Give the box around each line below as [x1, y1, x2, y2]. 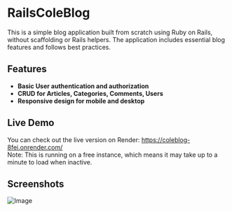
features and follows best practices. [7, 43, 111, 51]
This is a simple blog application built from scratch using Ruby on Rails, [7, 28, 213, 36]
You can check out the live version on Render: [7, 135, 140, 144]
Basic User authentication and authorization [17, 82, 149, 90]
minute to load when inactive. [7, 157, 93, 166]
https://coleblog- [141, 135, 191, 144]
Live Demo [7, 117, 55, 129]
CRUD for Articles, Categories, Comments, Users [17, 89, 163, 97]
